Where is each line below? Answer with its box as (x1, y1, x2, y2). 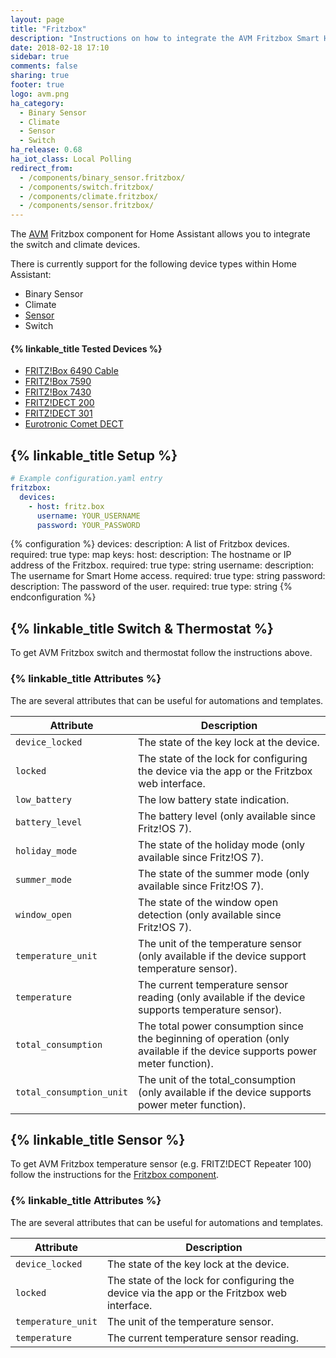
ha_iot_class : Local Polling (10, 154, 132, 164)
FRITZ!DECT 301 (24, 407, 93, 420)
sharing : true (10, 71, 70, 81)
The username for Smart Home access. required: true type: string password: (10, 570, 326, 582)
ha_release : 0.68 (10, 145, 83, 155)
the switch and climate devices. (10, 239, 141, 251)
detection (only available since (138, 907, 282, 921)
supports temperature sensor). (138, 1002, 282, 1016)
